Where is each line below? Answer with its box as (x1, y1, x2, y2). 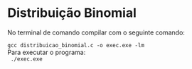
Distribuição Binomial (7, 5, 137, 21)
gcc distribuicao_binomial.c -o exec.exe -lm (7, 42, 144, 49)
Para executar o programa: (7, 48, 86, 56)
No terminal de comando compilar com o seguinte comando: (7, 28, 185, 37)
